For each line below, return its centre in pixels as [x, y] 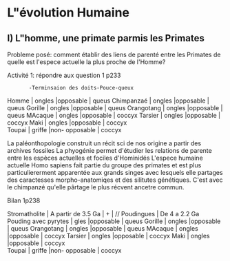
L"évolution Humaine [68, 13]
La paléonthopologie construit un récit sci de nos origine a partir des [104, 143]
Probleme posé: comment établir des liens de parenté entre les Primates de [114, 54]
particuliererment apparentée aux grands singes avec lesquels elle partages [115, 173]
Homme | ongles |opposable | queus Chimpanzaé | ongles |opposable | [108, 101]
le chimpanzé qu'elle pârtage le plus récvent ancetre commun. [96, 187]
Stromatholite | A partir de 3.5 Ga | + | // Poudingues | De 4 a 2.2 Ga [103, 214]
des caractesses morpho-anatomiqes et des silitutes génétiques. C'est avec [115, 180]
